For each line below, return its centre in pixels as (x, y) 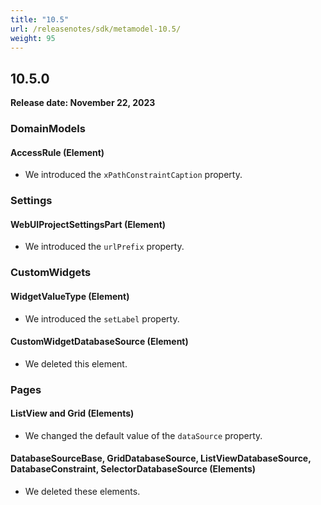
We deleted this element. (76, 363)
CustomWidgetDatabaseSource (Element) (99, 342)
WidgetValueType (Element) (70, 296)
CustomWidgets (51, 273)
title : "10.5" (40, 19)
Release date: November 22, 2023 (83, 103)
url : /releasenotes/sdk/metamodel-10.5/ (96, 29)
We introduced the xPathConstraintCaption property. (133, 175)
